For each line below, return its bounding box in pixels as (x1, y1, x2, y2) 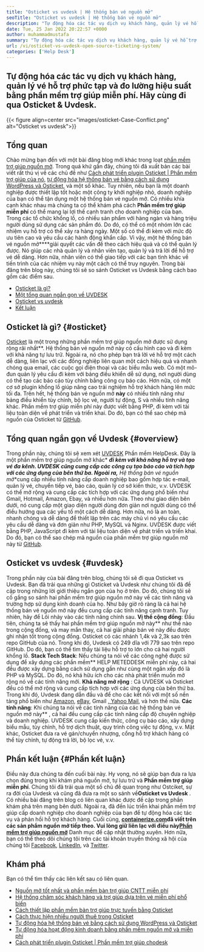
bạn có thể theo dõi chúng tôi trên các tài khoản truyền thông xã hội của (6, 835, 187, 842)
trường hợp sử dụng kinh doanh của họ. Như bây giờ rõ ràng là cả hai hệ (6, 600, 186, 607)
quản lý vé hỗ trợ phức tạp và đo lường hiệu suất (6, 81, 192, 91)
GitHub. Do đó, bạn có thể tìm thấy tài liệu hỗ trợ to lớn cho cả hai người (6, 645, 185, 653)
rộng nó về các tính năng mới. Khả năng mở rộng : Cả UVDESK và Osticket (6, 678, 194, 685)
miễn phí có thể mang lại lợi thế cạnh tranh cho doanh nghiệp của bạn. (6, 208, 183, 215)
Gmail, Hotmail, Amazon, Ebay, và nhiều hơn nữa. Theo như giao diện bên (6, 495, 190, 502)
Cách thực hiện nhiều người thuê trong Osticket (15, 913, 134, 920)
